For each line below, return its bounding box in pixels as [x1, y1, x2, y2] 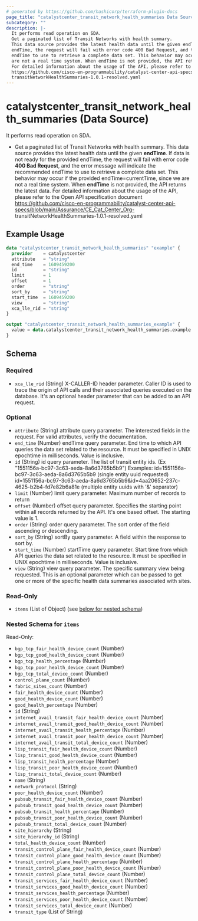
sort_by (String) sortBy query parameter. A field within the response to [14, 533, 187, 540]
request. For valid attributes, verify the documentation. [14, 433, 147, 440]
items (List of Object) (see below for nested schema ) [14, 605, 143, 612]
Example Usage [6, 230, 65, 240]
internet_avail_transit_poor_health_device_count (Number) [14, 733, 164, 740]
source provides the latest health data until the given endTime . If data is [14, 150, 190, 157]
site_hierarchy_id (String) [14, 833, 80, 840]
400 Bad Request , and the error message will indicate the [14, 162, 156, 169]
